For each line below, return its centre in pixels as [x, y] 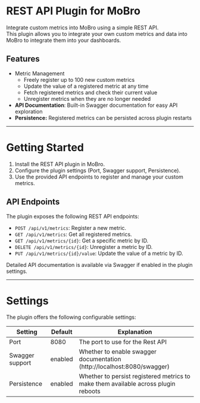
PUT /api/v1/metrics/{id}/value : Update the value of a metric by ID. [99, 253]
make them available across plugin [127, 384]
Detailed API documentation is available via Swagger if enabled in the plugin [99, 264]
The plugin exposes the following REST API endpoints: [73, 216]
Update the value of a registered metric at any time [86, 86]
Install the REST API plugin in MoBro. [60, 164]
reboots [90, 391]
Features [23, 59]
